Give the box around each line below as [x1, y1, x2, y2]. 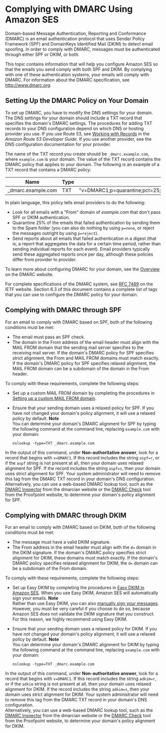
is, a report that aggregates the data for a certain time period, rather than [12, 240, 161, 246]
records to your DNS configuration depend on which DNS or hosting [5, 125, 144, 131]
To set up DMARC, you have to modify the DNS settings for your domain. [5, 110, 153, 115]
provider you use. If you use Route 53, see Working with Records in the [5, 130, 150, 137]
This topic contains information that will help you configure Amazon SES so [5, 61, 158, 67]
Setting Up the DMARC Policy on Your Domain [5, 97, 149, 105]
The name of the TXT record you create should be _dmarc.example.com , [5, 151, 150, 157]
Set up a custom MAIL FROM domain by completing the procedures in [12, 390, 155, 396]
